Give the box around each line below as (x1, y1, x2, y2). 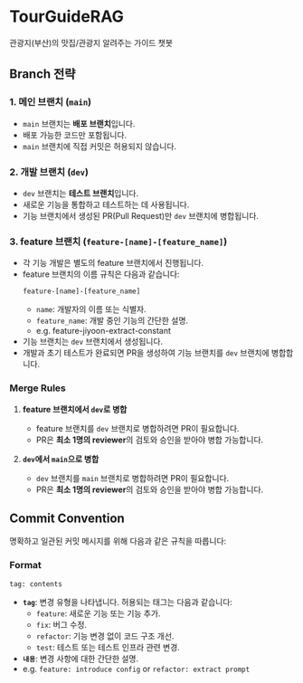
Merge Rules (9, 382, 66, 394)
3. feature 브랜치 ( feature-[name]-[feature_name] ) (9, 235, 228, 248)
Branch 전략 (9, 66, 76, 82)
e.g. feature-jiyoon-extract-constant (35, 326, 172, 337)
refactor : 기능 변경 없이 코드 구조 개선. (35, 631, 175, 641)
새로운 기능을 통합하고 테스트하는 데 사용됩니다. (22, 199, 190, 210)
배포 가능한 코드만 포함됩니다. (22, 129, 128, 140)
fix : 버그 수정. (35, 619, 88, 630)
